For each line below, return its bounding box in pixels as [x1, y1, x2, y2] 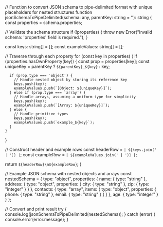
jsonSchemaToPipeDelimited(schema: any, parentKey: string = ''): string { [5, 15, 152, 20]
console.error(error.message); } [5, 217, 69, 222]
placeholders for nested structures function [5, 9, 92, 15]
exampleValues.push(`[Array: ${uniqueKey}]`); [14, 103, 110, 108]
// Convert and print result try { [5, 206, 67, 212]
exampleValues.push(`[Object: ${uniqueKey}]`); [14, 86, 112, 91]
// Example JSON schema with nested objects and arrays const [5, 171, 132, 176]
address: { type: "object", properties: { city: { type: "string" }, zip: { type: [5, 181, 149, 187]
